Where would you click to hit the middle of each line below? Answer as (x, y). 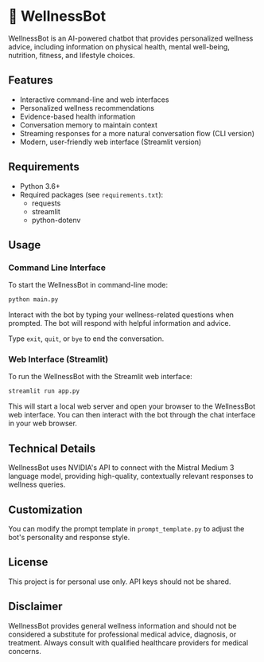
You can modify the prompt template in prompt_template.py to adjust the (126, 528)
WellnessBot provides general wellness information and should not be (122, 625)
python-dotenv (56, 220)
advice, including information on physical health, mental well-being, (119, 46)
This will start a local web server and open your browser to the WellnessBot (132, 406)
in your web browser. (43, 423)
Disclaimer (35, 607)
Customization (46, 509)
